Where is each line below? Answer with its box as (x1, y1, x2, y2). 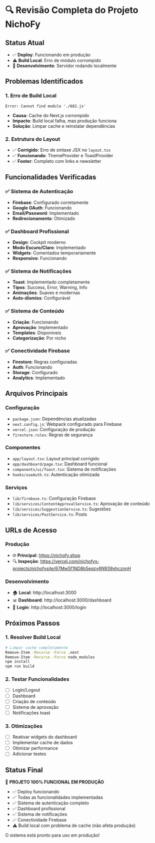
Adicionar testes (12, 751, 46, 757)
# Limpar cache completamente (5, 645, 68, 650)
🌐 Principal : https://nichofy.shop (12, 552, 81, 558)
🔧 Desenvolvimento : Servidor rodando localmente (12, 63, 116, 69)
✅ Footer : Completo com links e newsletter (12, 158, 101, 164)
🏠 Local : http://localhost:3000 (12, 590, 76, 596)
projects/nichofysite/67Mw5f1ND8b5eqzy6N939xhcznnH (12, 565, 131, 572)
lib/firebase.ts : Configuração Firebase (12, 495, 96, 501)
